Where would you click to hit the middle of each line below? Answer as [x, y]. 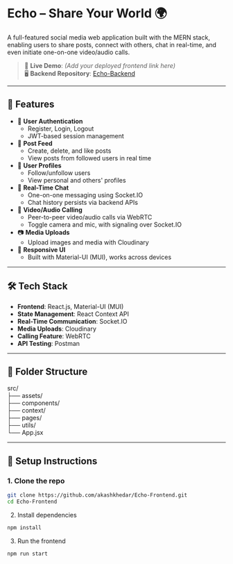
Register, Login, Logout [61, 128]
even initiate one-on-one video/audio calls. [69, 52]
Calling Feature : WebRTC [54, 336]
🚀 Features [31, 105]
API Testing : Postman [49, 343]
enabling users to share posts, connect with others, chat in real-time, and [112, 44]
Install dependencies [47, 515]
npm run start [28, 554]
